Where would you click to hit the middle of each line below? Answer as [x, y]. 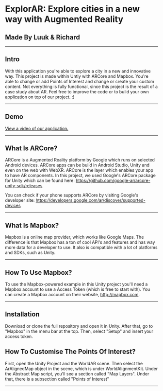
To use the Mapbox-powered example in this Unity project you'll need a [76, 284]
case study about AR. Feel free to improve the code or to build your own [77, 91]
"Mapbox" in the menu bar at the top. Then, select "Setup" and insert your [79, 331]
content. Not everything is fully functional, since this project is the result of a [81, 87]
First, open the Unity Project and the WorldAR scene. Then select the [74, 363]
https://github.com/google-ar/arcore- [113, 180]
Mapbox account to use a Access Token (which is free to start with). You [78, 289]
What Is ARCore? [31, 149]
